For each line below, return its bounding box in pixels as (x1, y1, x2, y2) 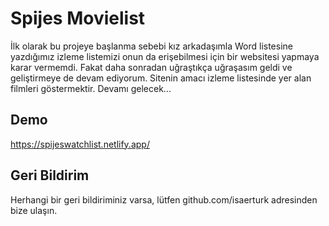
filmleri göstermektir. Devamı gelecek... (10, 82, 172, 94)
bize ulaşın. (10, 204, 58, 216)
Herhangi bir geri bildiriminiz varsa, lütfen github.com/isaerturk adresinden (10, 193, 318, 206)
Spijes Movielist (10, 7, 146, 30)
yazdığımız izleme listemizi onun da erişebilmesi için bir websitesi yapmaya (10, 50, 320, 62)
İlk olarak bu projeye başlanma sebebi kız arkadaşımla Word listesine (10, 40, 293, 52)
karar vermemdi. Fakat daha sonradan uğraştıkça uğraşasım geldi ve (10, 61, 293, 73)
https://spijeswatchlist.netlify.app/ (10, 138, 150, 150)
